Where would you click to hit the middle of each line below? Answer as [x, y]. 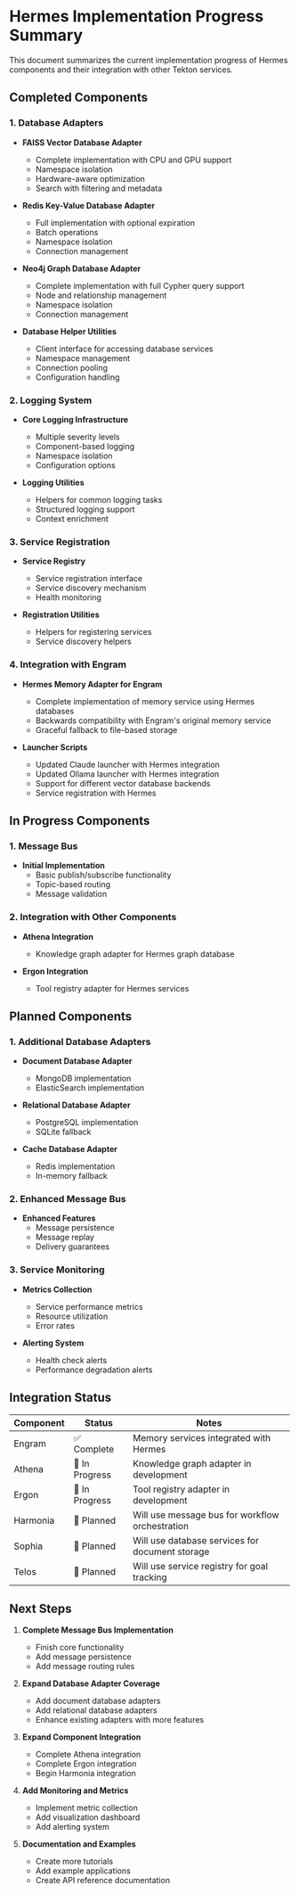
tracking [149, 1577]
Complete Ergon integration [86, 1764]
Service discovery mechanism [91, 588]
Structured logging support [85, 509]
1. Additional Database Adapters [80, 1041]
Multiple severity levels [77, 436]
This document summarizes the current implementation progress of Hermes [149, 60]
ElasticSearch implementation [90, 1088]
